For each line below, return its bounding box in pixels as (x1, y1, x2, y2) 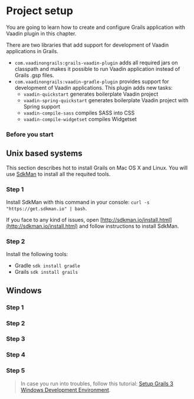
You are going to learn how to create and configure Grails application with (6, 24, 186, 31)
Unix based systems (6, 149, 83, 159)
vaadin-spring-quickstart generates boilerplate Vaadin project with (23, 96, 189, 104)
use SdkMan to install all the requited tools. (6, 170, 111, 178)
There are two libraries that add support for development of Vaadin (6, 41, 169, 48)
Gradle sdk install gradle (14, 262, 81, 269)
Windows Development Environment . (20, 386, 111, 393)
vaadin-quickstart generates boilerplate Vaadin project (23, 90, 159, 97)
